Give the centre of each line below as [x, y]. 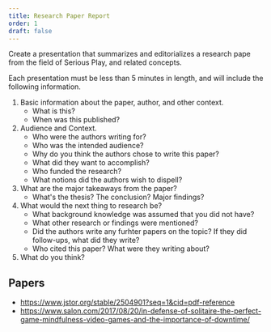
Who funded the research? [77, 172]
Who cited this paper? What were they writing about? [121, 249]
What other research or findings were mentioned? [115, 223]
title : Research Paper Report [59, 16]
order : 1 [23, 23]
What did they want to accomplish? [91, 163]
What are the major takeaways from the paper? [99, 189]
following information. [44, 87]
